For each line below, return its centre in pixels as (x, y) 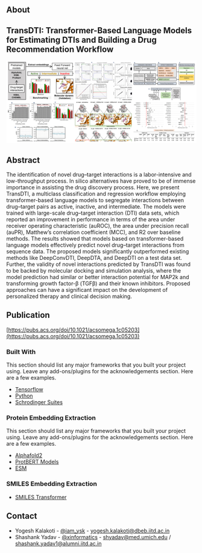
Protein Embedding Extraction (51, 418)
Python (24, 396)
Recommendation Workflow (60, 49)
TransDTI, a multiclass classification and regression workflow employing (96, 194)
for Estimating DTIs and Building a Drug (81, 39)
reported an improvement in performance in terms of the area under (91, 220)
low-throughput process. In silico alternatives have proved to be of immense (101, 181)
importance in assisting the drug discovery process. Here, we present (93, 188)
